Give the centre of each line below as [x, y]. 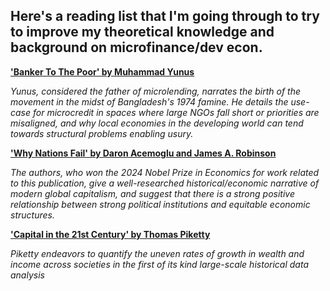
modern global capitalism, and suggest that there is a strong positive [152, 193]
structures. [32, 215]
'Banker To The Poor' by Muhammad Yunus [102, 71]
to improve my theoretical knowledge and [142, 32]
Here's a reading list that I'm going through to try [165, 16]
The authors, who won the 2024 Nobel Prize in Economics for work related [165, 172]
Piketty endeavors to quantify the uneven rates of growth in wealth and [157, 253]
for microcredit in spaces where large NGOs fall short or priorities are [176, 112]
